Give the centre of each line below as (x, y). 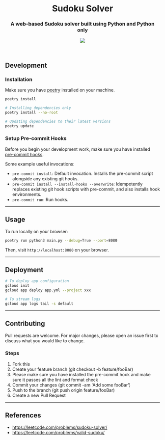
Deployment (24, 270)
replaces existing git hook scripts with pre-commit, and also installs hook (86, 189)
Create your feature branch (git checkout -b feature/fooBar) (73, 369)
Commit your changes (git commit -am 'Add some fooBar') (71, 385)
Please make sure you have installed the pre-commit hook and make (82, 374)
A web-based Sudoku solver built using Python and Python (82, 24)
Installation (19, 79)
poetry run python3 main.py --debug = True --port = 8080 (61, 240)
